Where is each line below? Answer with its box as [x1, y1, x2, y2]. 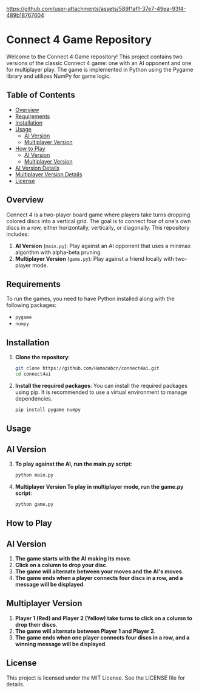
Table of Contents [6, 90, 76, 100]
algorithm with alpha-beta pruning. [15, 249, 102, 256]
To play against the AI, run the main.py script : [15, 460, 132, 467]
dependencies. [15, 395, 53, 402]
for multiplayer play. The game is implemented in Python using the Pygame [6, 66, 194, 73]
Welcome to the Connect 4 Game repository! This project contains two [6, 53, 183, 60]
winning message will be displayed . [15, 640, 107, 647]
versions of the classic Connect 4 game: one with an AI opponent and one [6, 59, 192, 66]
